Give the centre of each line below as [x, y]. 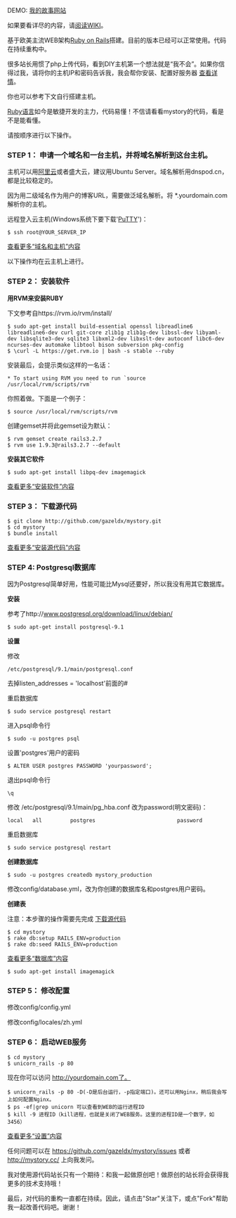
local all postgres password [105, 821]
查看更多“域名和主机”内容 [44, 246]
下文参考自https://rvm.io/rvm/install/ [60, 313]
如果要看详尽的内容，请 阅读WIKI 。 [57, 25]
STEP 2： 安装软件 [39, 281]
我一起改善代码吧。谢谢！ [44, 1207]
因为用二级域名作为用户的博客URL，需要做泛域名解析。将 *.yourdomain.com [118, 195]
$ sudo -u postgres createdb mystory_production [80, 875]
